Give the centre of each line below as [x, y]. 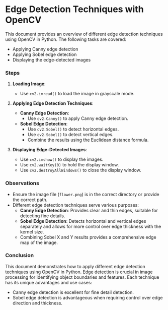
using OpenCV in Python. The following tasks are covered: [66, 39]
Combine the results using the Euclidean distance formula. [88, 140]
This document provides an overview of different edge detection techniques [84, 34]
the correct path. [30, 200]
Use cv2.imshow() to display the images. [62, 159]
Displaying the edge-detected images [52, 59]
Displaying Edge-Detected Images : [50, 150]
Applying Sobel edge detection [45, 54]
